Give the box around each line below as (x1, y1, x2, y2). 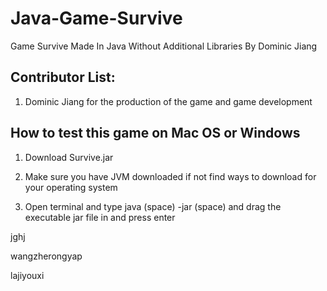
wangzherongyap (10, 250, 83, 262)
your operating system (24, 181, 118, 193)
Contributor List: (10, 69, 116, 86)
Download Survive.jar (24, 151, 114, 163)
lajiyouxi (10, 269, 45, 281)
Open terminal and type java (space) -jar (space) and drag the (24, 200, 282, 212)
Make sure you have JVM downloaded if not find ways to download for (24, 170, 317, 182)
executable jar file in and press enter (24, 211, 176, 223)
